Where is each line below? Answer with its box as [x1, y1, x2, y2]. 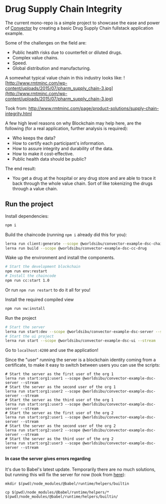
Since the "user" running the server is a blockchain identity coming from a [5, 357, 156, 363]
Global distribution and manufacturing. [12, 65, 91, 71]
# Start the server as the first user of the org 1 [5, 372, 114, 377]
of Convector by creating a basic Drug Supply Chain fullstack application [5, 25, 154, 31]
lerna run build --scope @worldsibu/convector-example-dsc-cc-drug [5, 246, 147, 251]
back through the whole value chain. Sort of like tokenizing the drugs [12, 180, 153, 186]
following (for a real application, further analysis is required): [5, 125, 128, 131]
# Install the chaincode [5, 273, 56, 279]
